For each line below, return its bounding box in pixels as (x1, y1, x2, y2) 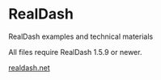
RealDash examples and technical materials (8, 32, 154, 41)
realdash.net (8, 62, 50, 73)
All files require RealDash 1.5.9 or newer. (8, 47, 142, 57)
